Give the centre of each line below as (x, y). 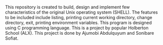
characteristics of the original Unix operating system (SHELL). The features (81, 12)
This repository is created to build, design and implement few (67, 7)
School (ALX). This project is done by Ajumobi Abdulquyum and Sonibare (80, 33)
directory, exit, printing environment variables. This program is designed (79, 22)
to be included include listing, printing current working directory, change (79, 17)
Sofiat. (12, 38)
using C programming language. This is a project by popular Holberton (77, 28)
